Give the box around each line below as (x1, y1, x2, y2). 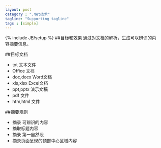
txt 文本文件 (12, 62, 36, 68)
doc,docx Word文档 (12, 74, 53, 80)
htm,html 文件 (12, 99, 40, 104)
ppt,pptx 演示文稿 (12, 86, 48, 92)
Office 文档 (12, 68, 35, 74)
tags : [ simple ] (5, 21, 38, 26)
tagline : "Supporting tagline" (5, 16, 69, 21)
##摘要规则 (5, 109, 28, 115)
